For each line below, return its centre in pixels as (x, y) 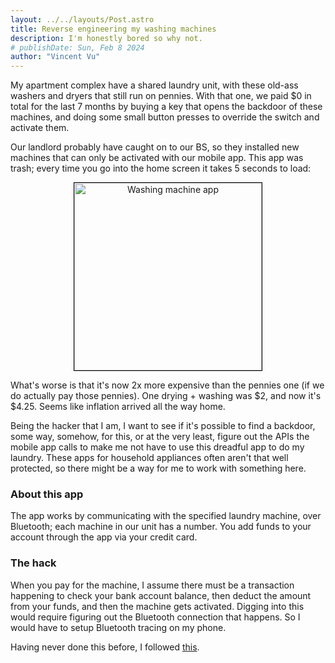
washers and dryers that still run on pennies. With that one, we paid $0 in (161, 96)
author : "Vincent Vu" (55, 57)
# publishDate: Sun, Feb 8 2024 (77, 47)
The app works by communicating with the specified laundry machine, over (166, 516)
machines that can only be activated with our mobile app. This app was (157, 158)
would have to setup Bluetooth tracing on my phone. (118, 627)
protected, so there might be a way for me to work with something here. (158, 468)
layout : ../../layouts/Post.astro (82, 19)
